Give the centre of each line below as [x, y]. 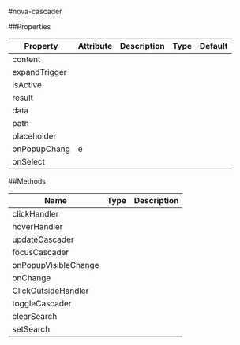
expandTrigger [39, 72]
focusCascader [41, 252]
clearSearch [35, 316]
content [26, 59]
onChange [32, 278]
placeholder [34, 136]
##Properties [30, 26]
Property [41, 46]
